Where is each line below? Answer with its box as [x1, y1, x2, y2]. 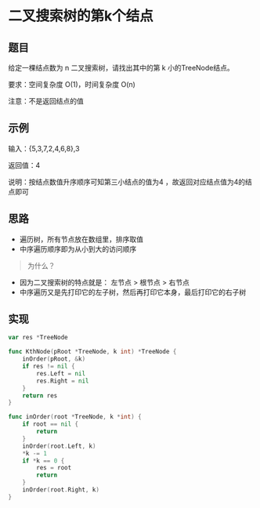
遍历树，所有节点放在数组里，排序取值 [19, 234, 143, 244]
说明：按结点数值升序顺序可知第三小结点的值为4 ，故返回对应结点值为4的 [8, 177, 246, 187]
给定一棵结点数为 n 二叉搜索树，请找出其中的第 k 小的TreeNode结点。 [8, 63, 234, 72]
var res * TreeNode [8, 334, 68, 342]
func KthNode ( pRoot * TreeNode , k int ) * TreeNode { [8, 348, 177, 356]
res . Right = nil [36, 377, 89, 385]
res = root [36, 464, 72, 472]
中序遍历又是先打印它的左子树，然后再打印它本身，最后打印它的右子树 [19, 287, 247, 296]
